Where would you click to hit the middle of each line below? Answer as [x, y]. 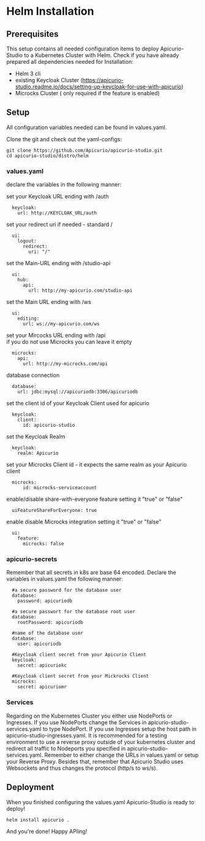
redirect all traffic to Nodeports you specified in [66, 748]
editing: [28, 319]
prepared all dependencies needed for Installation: [70, 62]
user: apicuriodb [39, 644]
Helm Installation [50, 11]
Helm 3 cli [28, 74]
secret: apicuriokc [42, 665]
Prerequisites [32, 34]
